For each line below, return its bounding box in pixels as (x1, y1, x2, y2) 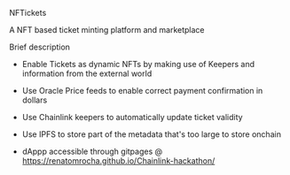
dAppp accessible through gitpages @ (21, 146, 163, 156)
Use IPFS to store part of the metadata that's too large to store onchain (21, 129, 282, 140)
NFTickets (9, 8, 47, 18)
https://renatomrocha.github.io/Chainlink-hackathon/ (21, 156, 216, 166)
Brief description (9, 42, 71, 52)
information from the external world (21, 68, 153, 79)
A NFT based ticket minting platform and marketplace (9, 25, 205, 34)
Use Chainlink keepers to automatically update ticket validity (21, 112, 243, 122)
